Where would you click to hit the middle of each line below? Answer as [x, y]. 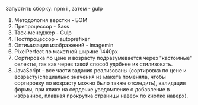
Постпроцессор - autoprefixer [52, 39]
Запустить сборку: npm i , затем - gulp [54, 9]
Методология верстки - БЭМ [51, 20]
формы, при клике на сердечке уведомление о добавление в [92, 89]
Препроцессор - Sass [41, 26]
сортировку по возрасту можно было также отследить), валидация [100, 83]
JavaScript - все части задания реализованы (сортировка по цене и [100, 70]
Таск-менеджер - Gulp [43, 33]
